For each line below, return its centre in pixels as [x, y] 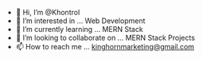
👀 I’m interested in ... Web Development [80, 21]
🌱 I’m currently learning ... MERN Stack [79, 29]
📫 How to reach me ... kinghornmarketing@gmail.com [105, 47]
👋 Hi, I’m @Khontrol [48, 12]
